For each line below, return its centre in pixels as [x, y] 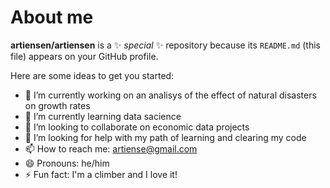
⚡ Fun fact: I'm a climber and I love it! [101, 174]
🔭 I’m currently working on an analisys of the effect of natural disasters [170, 95]
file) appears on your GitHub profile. [84, 56]
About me [52, 17]
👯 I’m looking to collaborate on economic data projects [137, 127]
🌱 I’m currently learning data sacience [103, 116]
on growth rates [57, 105]
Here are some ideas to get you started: [92, 75]
